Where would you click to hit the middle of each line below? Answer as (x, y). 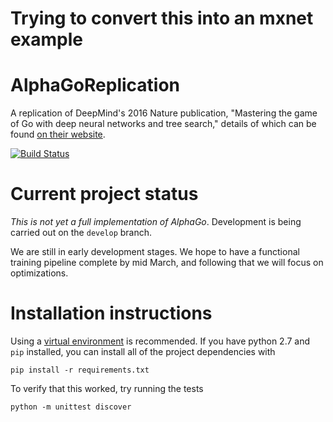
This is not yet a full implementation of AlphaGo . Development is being (156, 222)
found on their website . (58, 134)
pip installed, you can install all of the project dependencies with (143, 351)
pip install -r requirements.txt (80, 370)
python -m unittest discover (71, 407)
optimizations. (39, 273)
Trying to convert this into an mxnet (162, 18)
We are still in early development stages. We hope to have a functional (155, 252)
